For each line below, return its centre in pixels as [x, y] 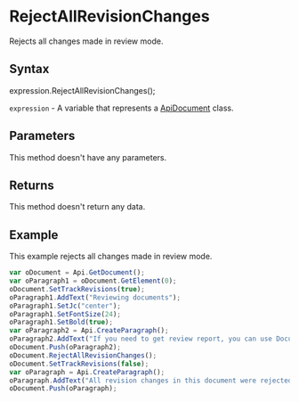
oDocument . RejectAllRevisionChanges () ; [83, 355]
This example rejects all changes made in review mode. [111, 257]
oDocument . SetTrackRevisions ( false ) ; [79, 364]
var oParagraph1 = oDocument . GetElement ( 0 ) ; [93, 281]
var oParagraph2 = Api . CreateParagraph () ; [89, 331]
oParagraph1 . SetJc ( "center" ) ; [65, 306]
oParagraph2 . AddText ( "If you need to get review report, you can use [141, 339]
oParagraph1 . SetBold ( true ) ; [61, 323]
